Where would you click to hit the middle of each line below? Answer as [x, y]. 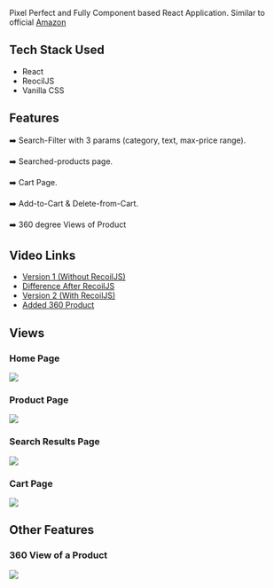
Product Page [39, 400]
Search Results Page [55, 442]
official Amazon [38, 22]
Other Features [52, 530]
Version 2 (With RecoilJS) [69, 295]
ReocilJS [38, 81]
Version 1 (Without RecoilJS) [74, 277]
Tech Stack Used [57, 50]
